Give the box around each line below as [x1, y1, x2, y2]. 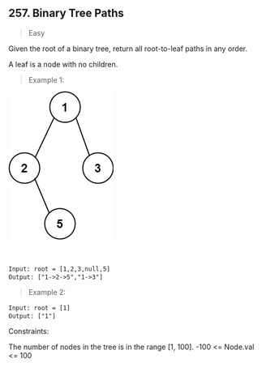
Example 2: [28, 287, 67, 297]
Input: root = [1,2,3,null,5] [8, 265, 111, 273]
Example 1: [28, 75, 65, 84]
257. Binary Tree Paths [8, 6, 124, 20]
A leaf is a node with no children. [8, 59, 118, 69]
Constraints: [8, 326, 49, 335]
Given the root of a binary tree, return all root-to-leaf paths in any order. [8, 44, 248, 53]
